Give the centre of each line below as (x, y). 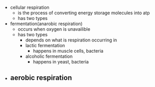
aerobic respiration (41, 78)
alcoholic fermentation (49, 56)
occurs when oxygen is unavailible (54, 29)
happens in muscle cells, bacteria (68, 51)
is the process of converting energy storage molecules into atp (84, 13)
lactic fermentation (45, 45)
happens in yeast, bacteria (61, 62)
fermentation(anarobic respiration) (46, 24)
